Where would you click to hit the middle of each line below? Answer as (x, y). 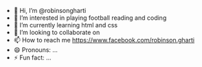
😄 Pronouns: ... (36, 50)
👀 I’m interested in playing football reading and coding (90, 18)
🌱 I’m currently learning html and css (66, 25)
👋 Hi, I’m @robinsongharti (50, 11)
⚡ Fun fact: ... (32, 57)
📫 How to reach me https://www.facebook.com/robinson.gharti (104, 40)
